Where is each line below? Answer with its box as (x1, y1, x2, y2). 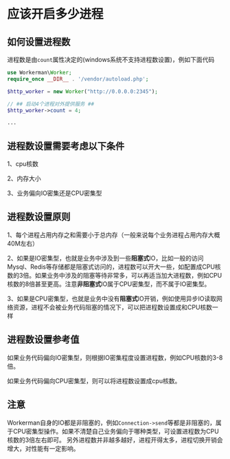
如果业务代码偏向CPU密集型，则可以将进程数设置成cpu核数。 (7, 376, 181, 385)
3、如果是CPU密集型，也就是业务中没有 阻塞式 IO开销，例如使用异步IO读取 (7, 294, 217, 303)
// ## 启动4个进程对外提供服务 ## (7, 101, 95, 108)
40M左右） (7, 239, 39, 247)
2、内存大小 (7, 174, 41, 183)
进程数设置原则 (7, 211, 71, 223)
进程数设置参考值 (7, 334, 80, 345)
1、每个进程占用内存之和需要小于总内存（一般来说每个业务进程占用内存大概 (7, 230, 220, 238)
